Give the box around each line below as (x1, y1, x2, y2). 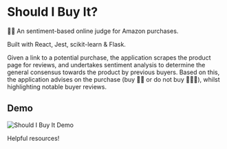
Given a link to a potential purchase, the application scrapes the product (7, 53, 211, 62)
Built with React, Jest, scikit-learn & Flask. (7, 40, 126, 48)
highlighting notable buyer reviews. (7, 82, 107, 91)
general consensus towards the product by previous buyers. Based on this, (7, 68, 220, 76)
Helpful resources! (7, 134, 60, 142)
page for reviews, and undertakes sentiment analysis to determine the (7, 60, 206, 69)
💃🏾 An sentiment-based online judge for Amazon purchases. (7, 27, 179, 35)
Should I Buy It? (7, 4, 98, 20)
